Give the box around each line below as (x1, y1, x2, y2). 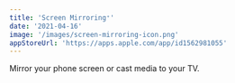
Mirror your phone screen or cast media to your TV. (9, 63, 200, 74)
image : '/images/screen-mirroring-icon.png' (9, 30, 179, 39)
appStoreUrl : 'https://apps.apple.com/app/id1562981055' (9, 38, 228, 48)
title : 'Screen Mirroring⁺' (9, 13, 115, 23)
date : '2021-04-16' (9, 22, 83, 31)
